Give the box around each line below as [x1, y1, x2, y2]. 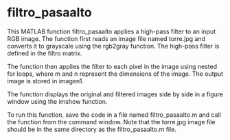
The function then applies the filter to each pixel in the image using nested [7, 62, 218, 70]
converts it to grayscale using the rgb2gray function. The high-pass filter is [7, 42, 220, 50]
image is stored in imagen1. [7, 76, 84, 85]
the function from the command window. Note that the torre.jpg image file [7, 117, 216, 126]
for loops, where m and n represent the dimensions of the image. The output [7, 70, 224, 78]
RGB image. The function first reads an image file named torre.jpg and [7, 34, 206, 42]
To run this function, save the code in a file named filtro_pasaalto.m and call [7, 111, 222, 119]
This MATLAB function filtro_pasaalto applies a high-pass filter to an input [7, 27, 216, 36]
